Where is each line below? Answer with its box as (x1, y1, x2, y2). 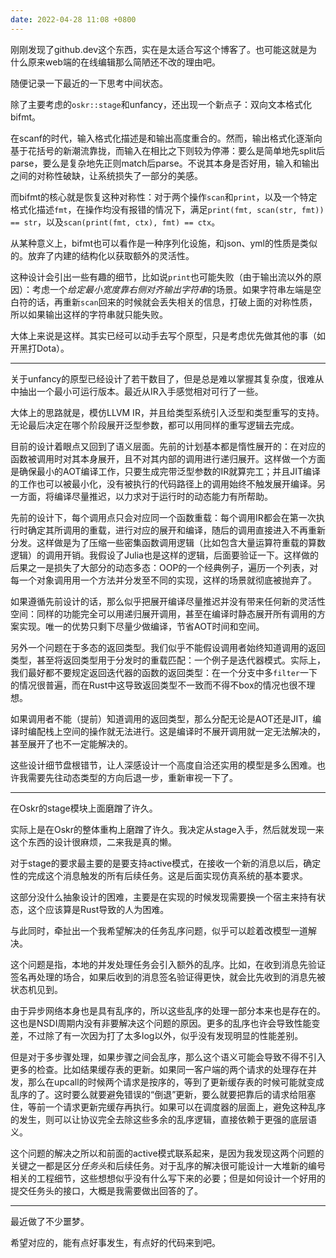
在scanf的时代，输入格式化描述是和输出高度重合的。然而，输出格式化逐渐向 (10, 132, 323, 144)
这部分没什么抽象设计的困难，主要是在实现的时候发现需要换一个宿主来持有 (10, 891, 317, 903)
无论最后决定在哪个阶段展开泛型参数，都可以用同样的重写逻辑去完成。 (10, 419, 300, 431)
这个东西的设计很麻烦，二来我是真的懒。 (10, 836, 177, 848)
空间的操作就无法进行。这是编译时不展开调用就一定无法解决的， (62, 725, 326, 737)
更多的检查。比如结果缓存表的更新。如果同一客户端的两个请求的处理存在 (10, 1063, 308, 1075)
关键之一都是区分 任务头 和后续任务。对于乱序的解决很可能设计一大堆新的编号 (10, 1159, 326, 1171)
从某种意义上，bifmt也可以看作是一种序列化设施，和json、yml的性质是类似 (10, 237, 318, 249)
